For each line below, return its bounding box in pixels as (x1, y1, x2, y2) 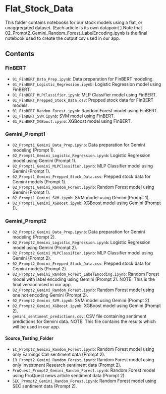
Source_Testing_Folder (5, 335, 54, 341)
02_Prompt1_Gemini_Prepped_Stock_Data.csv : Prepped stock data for (12, 173, 151, 179)
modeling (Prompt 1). (12, 147, 55, 153)
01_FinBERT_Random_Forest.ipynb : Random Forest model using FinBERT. (12, 107, 159, 113)
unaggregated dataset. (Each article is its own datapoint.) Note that (5, 24, 142, 30)
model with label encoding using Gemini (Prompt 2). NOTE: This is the (12, 276, 155, 282)
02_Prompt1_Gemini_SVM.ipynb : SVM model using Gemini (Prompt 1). (12, 194, 150, 200)
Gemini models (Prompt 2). (12, 266, 68, 272)
